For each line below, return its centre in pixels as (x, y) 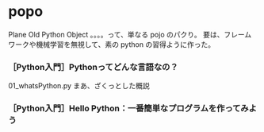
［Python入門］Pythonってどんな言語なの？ (93, 67)
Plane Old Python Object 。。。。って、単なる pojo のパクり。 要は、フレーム (130, 34)
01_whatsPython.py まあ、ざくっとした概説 (79, 86)
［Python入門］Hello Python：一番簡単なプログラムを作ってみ (128, 108)
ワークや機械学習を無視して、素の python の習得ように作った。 (112, 44)
